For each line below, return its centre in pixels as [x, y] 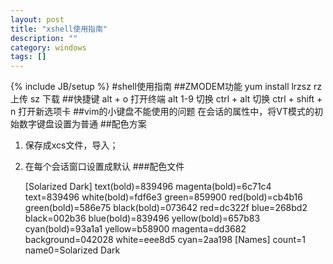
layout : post [37, 19]
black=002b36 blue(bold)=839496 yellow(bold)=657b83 [142, 218]
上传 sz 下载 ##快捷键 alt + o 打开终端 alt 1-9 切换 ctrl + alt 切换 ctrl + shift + [166, 99]
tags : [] [28, 57]
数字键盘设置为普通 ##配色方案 [82, 124]
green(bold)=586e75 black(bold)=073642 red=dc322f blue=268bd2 [166, 208]
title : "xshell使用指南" [59, 29]
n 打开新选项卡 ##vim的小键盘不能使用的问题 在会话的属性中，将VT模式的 [162, 112]
